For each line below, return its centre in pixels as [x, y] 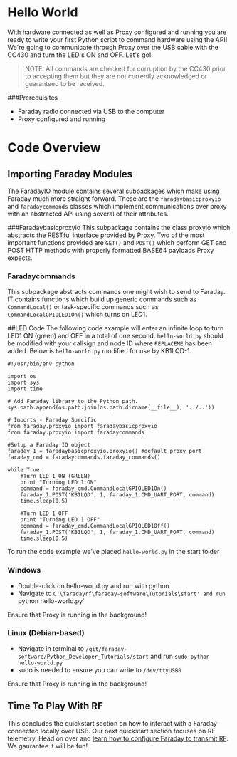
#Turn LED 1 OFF [44, 513]
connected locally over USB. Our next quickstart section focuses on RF [111, 731]
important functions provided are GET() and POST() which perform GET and [117, 242]
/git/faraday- [106, 649]
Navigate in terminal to [51, 648]
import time [25, 389]
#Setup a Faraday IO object [49, 445]
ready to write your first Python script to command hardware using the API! [117, 39]
